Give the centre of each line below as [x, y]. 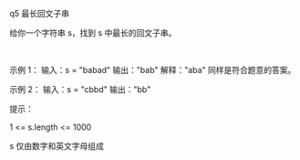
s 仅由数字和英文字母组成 [57, 146]
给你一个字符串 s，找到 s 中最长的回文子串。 [93, 33]
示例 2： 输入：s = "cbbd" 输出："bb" [80, 89]
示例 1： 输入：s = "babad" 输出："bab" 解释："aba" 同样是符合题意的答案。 [153, 70]
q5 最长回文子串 [40, 13]
